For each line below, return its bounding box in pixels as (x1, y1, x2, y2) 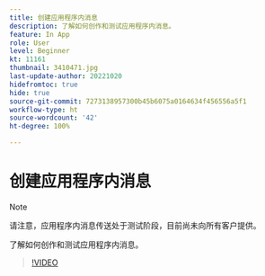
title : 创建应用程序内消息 (9, 13, 99, 22)
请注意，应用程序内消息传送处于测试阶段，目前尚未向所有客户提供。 (9, 219, 261, 230)
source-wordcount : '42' (9, 113, 99, 122)
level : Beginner (9, 47, 70, 56)
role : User (9, 38, 50, 48)
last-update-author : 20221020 (9, 72, 123, 81)
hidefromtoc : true (9, 80, 78, 89)
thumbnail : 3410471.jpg (9, 64, 99, 73)
